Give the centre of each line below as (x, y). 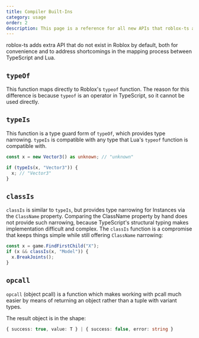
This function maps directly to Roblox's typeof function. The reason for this (98, 89)
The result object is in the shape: (46, 318)
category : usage (26, 17)
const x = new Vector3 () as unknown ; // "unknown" (70, 157)
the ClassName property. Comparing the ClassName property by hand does (97, 216)
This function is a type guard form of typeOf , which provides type (86, 133)
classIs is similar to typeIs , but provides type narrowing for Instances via (96, 210)
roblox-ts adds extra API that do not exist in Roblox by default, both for (92, 45)
